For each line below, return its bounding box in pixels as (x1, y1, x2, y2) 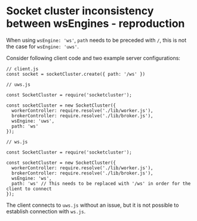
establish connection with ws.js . (6, 207, 86, 215)
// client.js (6, 66, 39, 72)
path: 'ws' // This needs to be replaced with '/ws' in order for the (11, 180, 191, 186)
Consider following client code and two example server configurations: (6, 54, 181, 61)
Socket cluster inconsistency (6, 4, 154, 18)
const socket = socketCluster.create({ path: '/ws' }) (6, 71, 146, 77)
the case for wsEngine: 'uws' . (6, 43, 79, 50)
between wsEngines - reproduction (6, 17, 185, 30)
